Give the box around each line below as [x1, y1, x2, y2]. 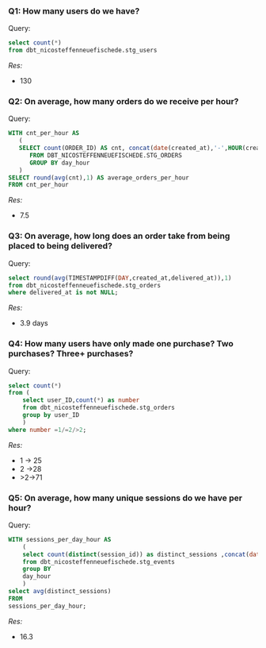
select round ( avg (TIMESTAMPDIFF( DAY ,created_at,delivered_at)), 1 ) [8, 274, 232, 282]
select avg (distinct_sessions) [8, 588, 112, 596]
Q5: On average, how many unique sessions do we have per [8, 492, 243, 503]
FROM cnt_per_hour [8, 181, 69, 189]
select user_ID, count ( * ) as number [22, 396, 140, 404]
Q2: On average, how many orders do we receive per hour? [8, 95, 239, 106]
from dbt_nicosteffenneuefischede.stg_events [22, 557, 176, 565]
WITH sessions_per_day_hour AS [8, 535, 112, 543]
